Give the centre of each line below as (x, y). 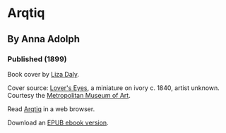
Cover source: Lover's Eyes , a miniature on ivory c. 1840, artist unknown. (114, 88)
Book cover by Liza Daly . (43, 74)
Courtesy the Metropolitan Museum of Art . (69, 95)
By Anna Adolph (43, 39)
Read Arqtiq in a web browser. (51, 109)
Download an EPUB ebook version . (58, 122)
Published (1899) (37, 59)
